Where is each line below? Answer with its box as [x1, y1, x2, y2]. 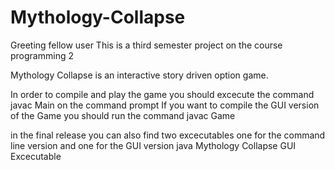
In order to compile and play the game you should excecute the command [10, 88, 315, 100]
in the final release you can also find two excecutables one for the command [10, 129, 326, 141]
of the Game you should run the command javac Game [10, 109, 236, 121]
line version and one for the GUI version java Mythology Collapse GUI [10, 139, 297, 151]
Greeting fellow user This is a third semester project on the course [10, 39, 283, 51]
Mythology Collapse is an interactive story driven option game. [10, 69, 269, 81]
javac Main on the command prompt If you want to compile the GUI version [10, 99, 320, 111]
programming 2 [10, 49, 74, 61]
